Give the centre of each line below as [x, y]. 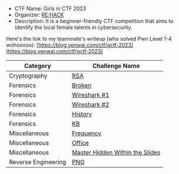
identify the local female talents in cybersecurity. [73, 27]
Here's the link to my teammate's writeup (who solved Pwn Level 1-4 [89, 39]
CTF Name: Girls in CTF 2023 [50, 9]
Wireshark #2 [91, 104]
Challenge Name [116, 66]
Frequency [87, 133]
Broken [82, 85]
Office [80, 143]
